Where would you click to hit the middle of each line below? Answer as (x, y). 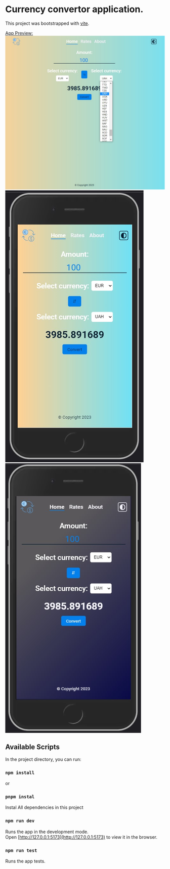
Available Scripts (32, 747)
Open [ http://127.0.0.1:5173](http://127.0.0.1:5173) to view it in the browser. (81, 837)
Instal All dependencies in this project (44, 807)
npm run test (21, 850)
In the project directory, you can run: (43, 759)
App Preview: (19, 33)
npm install (20, 773)
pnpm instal (20, 797)
